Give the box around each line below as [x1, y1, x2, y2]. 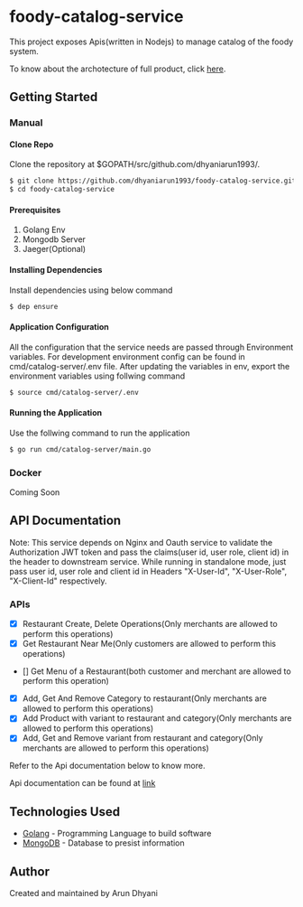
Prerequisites [9, 204, 61, 215]
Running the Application [9, 407, 102, 418]
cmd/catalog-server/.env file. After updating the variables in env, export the [9, 360, 290, 371]
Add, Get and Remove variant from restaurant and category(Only [22, 733, 263, 743]
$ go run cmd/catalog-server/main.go [9, 444, 151, 453]
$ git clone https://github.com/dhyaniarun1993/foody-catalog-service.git [9, 176, 297, 186]
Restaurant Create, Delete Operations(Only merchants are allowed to [22, 619, 278, 630]
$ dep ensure [9, 302, 59, 311]
